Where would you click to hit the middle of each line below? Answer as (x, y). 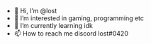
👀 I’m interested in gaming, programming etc (79, 18)
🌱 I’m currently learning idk (54, 25)
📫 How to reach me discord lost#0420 (71, 34)
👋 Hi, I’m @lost (35, 11)
